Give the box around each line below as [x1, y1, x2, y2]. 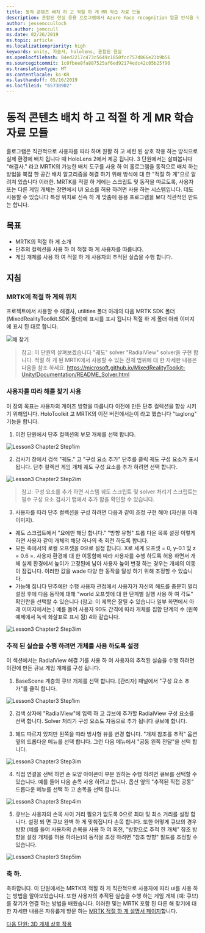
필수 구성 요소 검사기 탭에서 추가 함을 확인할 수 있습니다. [21, 495, 155, 503]
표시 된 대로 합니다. [12, 323, 59, 330]
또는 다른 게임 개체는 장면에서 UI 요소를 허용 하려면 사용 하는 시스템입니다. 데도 [6, 186, 194, 193]
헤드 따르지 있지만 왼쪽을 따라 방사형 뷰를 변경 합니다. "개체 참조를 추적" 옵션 [15, 730, 198, 738]
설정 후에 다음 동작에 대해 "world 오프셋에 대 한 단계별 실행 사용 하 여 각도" [15, 590, 193, 597]
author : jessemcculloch [6, 20, 67, 26]
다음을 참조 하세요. [21, 364, 66, 371]
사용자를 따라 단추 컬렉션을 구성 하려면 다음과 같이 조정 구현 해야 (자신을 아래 [15, 508, 198, 516]
